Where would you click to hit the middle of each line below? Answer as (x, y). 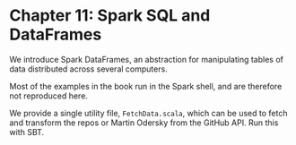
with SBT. (27, 132)
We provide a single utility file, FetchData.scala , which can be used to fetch (148, 113)
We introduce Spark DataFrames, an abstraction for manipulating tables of (147, 59)
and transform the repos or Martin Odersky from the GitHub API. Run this (144, 123)
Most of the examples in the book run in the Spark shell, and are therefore (146, 86)
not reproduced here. (48, 96)
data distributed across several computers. (88, 69)
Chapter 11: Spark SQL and (110, 16)
